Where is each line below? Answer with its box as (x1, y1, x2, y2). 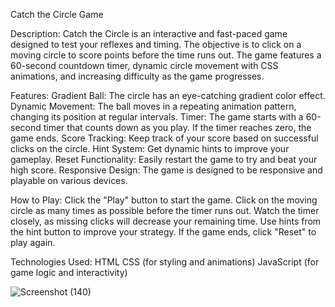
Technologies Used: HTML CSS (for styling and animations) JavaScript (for (10, 256, 320, 268)
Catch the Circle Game (10, 9, 104, 20)
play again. (10, 237, 56, 248)
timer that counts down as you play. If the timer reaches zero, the (43, 122, 312, 133)
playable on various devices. (10, 175, 128, 186)
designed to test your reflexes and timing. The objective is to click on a (10, 39, 302, 50)
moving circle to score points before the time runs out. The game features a (10, 49, 322, 61)
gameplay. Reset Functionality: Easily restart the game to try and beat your (10, 154, 318, 165)
